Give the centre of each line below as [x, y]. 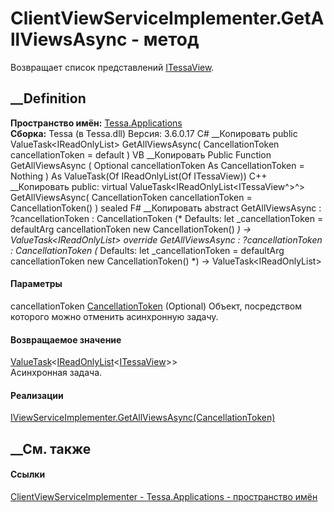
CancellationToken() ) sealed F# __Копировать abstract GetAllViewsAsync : [166, 208]
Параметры [36, 284]
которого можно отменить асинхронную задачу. [114, 316]
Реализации [37, 395]
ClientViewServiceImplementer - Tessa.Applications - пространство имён [164, 496]
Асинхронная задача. [56, 373]
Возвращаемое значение [66, 339]
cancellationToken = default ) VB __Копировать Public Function [141, 154]
